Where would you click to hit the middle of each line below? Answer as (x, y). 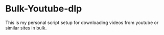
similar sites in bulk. (26, 27)
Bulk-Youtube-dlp (44, 9)
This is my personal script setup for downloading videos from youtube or (82, 22)
